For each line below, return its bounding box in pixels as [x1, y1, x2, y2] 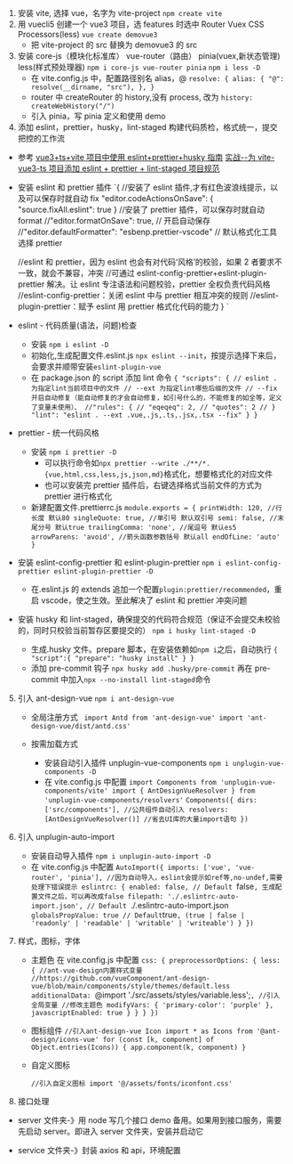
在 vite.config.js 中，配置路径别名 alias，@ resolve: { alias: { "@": [30, 73, 285, 83]
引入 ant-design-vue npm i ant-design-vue [17, 693, 175, 704]
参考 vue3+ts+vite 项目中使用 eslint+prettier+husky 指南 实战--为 [17, 152, 256, 162]
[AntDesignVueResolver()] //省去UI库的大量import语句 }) [44, 815, 249, 824]
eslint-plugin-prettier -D [53, 567, 154, 576]
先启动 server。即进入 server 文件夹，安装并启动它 [17, 1126, 204, 1136]
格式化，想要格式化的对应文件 [163, 468, 273, 479]
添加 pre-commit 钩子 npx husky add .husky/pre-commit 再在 [30, 663, 253, 673]
